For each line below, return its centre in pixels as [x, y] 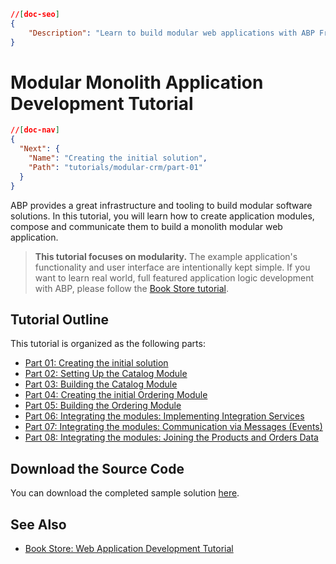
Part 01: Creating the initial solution [96, 363]
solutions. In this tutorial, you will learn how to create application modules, [162, 216]
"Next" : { [39, 149]
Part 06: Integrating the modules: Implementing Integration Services [164, 416]
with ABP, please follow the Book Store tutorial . [131, 288]
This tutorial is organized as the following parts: [108, 344]
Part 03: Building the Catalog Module [101, 384]
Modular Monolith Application [137, 82]
